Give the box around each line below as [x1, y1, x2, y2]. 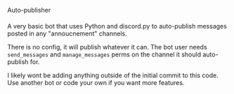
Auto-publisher [7, 6, 51, 14]
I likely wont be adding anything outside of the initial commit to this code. [7, 71, 219, 79]
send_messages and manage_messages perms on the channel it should [7, 50, 202, 58]
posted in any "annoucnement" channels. [7, 29, 128, 38]
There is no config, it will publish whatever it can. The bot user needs [7, 42, 207, 51]
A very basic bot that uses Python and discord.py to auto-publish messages [7, 22, 227, 30]
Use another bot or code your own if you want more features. [7, 78, 185, 86]
